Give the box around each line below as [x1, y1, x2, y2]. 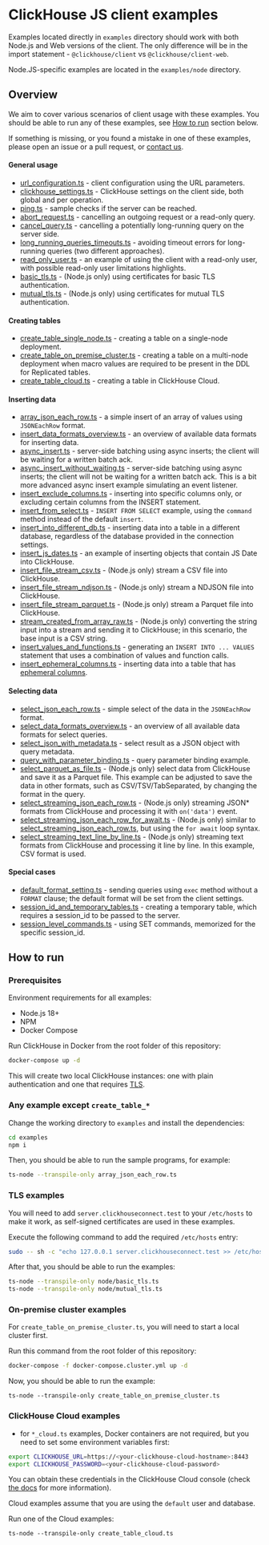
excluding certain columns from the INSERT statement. [19, 497, 202, 507]
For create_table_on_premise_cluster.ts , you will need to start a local [8, 1322, 240, 1332]
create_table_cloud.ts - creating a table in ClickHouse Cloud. [19, 376, 220, 386]
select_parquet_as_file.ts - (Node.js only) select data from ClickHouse [19, 763, 251, 773]
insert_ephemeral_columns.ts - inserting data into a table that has [19, 659, 236, 669]
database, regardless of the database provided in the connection [19, 532, 235, 541]
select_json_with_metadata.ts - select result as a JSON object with [19, 738, 240, 747]
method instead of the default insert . [19, 515, 144, 524]
